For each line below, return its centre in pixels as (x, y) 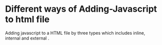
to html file (27, 19)
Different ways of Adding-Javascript (81, 9)
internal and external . (27, 38)
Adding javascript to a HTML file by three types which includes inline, (75, 33)
